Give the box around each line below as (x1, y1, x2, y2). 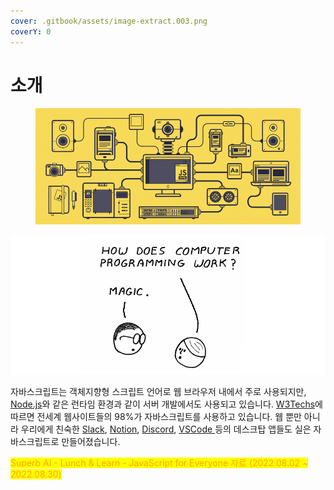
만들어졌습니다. (61, 435, 121, 447)
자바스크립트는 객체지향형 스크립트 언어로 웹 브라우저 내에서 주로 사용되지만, (10, 385, 307, 397)
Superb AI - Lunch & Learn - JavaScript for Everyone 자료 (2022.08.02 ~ (10, 456, 309, 469)
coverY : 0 (10, 26, 52, 37)
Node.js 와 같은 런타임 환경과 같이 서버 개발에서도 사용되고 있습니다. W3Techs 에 (10, 398, 323, 410)
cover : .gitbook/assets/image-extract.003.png (10, 16, 208, 26)
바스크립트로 (10, 435, 60, 447)
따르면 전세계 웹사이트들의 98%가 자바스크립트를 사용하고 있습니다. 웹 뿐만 (10, 410, 302, 422)
